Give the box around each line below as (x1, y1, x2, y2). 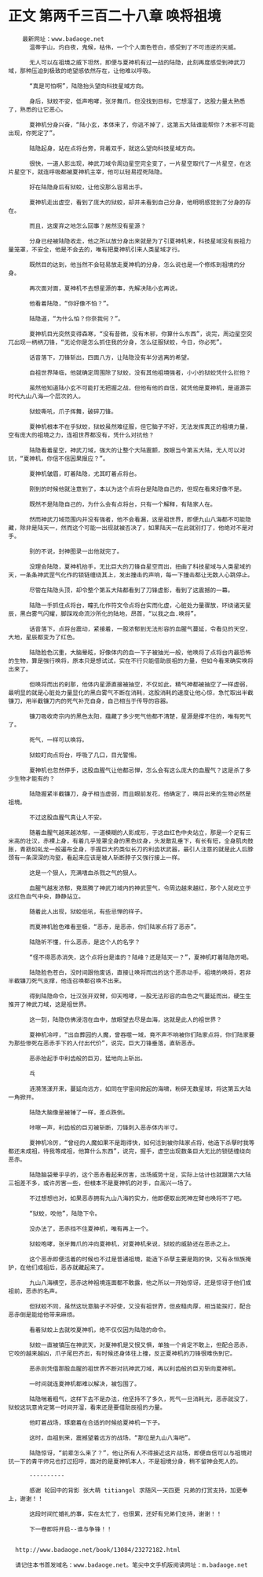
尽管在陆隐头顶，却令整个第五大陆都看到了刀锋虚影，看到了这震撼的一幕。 (28, 586, 234, 594)
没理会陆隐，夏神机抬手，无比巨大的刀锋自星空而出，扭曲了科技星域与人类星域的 (28, 562, 251, 570)
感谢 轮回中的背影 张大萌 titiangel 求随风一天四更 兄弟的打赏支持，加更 (28, 1486, 243, 1495)
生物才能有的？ (13, 774, 56, 782)
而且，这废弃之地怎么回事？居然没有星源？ (28, 221, 147, 230)
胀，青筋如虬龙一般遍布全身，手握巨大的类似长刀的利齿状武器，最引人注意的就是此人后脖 (8, 845, 254, 853)
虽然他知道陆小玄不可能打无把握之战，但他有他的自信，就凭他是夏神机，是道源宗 (28, 384, 251, 392)
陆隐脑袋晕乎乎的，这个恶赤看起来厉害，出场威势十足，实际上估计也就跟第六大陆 (28, 1171, 251, 1179)
